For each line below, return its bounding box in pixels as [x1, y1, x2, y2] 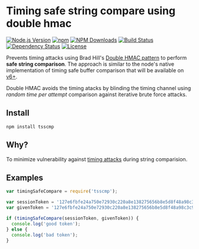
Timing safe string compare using [6, 4, 176, 18]
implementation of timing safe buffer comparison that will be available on [6, 66, 184, 74]
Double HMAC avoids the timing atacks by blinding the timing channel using [6, 84, 191, 91]
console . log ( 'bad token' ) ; [11, 232, 78, 238]
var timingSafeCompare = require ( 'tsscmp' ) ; [6, 189, 118, 194]
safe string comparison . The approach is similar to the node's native [6, 60, 175, 68]
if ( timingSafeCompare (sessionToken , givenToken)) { [6, 215, 139, 221]
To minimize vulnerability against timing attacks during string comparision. [6, 155, 188, 162]
